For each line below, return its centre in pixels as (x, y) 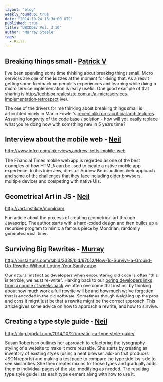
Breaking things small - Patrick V (56, 61)
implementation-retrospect (32, 99)
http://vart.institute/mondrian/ (35, 209)
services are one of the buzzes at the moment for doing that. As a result (77, 78)
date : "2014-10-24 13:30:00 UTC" (39, 19)
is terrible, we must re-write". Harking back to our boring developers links (79, 280)
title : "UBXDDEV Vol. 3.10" (34, 28)
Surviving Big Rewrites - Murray (54, 249)
